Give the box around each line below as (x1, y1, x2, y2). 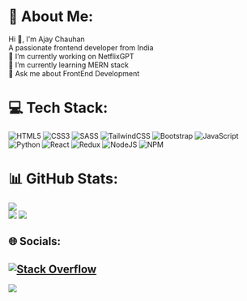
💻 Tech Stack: (8, 99, 109, 117)
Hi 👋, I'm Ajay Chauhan (8, 34, 85, 44)
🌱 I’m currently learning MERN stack (8, 60, 130, 70)
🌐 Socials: (8, 234, 62, 248)
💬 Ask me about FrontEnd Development (8, 68, 140, 78)
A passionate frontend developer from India (8, 42, 154, 52)
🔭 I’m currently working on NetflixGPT (8, 51, 135, 61)
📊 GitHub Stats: (8, 170, 119, 188)
